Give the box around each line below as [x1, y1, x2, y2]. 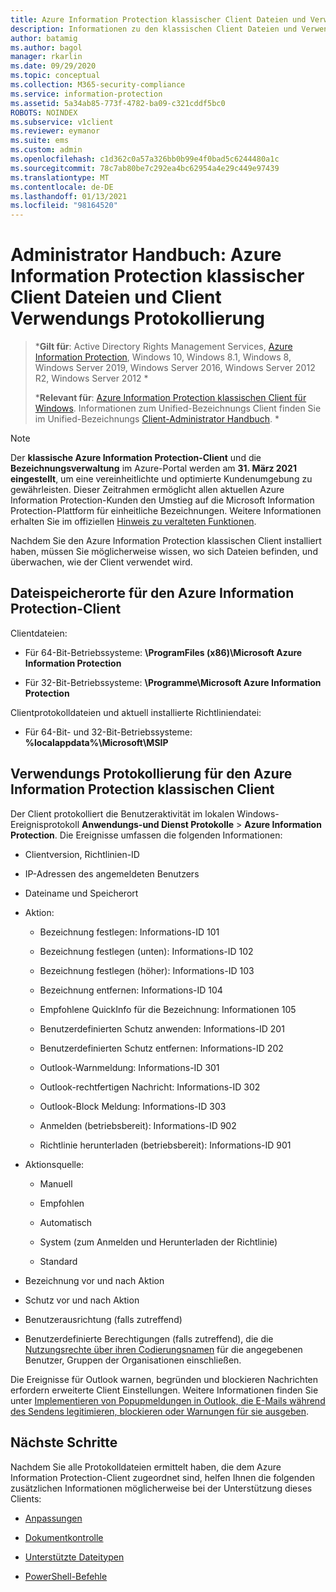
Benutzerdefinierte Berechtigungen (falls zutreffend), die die [24, 1332, 274, 1345]
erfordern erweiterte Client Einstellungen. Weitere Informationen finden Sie [10, 1384, 319, 1396]
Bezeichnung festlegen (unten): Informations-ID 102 [39, 945, 254, 957]
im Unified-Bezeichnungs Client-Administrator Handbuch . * [34, 413, 280, 425]
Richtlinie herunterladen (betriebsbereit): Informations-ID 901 [39, 1139, 292, 1151]
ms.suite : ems [10, 136, 70, 146]
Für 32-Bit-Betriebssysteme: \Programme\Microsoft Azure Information [24, 676, 322, 688]
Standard [39, 1255, 78, 1267]
